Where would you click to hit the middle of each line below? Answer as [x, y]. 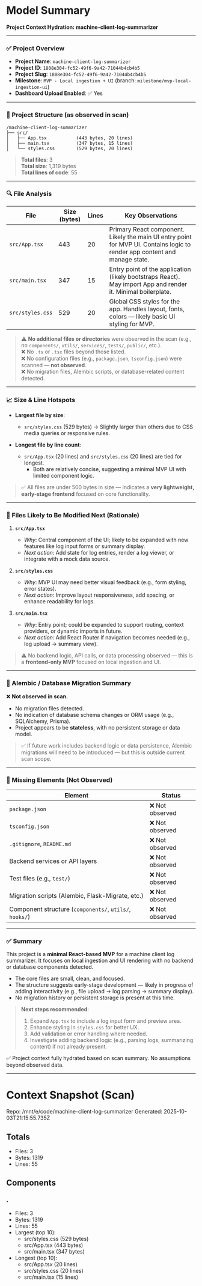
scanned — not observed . [54, 365]
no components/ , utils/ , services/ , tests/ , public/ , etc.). [91, 345]
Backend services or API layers [53, 861]
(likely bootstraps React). [145, 276]
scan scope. [36, 758]
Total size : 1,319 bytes [48, 166]
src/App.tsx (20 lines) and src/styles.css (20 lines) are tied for [103, 457]
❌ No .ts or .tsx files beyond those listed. [73, 352]
